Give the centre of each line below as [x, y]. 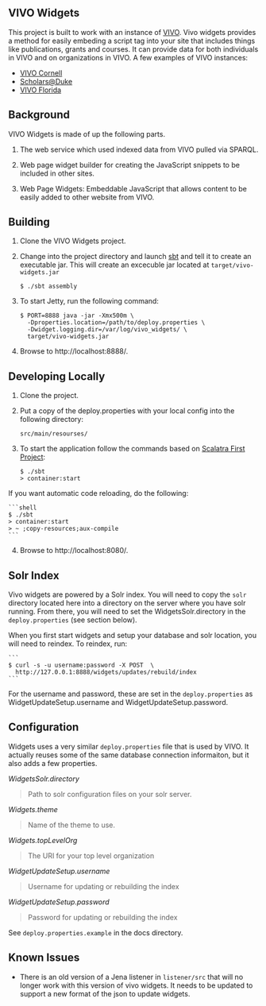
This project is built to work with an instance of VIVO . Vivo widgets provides [132, 32]
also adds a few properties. [53, 763]
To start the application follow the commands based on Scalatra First [132, 449]
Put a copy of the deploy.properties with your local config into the [127, 411]
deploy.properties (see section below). [73, 620]
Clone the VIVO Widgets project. [73, 241]
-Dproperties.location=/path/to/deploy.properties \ [116, 323]
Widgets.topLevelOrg [43, 840]
